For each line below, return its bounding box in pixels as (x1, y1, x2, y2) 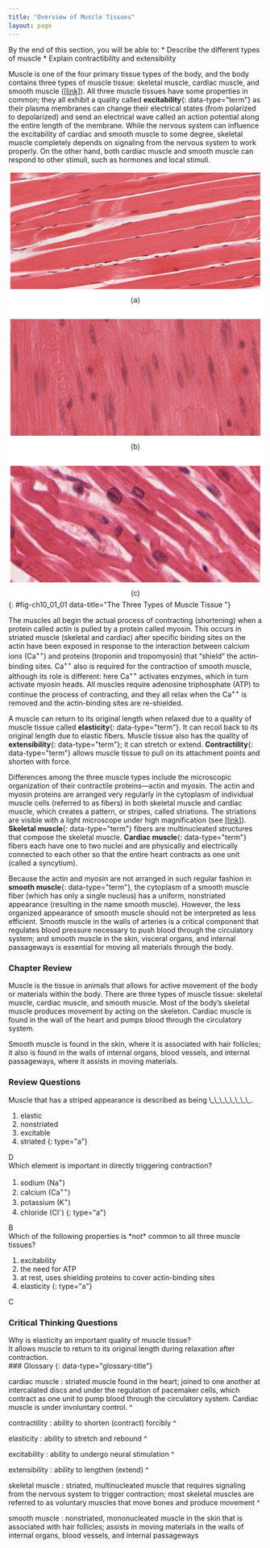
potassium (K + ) (19, 1195, 71, 1207)
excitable (19, 1128, 51, 1137)
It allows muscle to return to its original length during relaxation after (8, 1344, 235, 1353)
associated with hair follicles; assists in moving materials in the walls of (8, 1522, 244, 1532)
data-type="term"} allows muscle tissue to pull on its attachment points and (8, 747, 260, 758)
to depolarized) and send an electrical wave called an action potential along (8, 111, 260, 121)
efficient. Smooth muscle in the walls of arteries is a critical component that (8, 916, 260, 926)
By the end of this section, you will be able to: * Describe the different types (8, 44, 260, 54)
